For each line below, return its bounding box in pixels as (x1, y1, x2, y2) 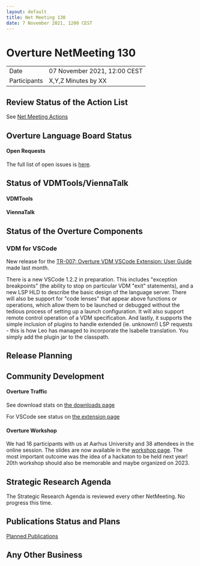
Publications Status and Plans (6, 517, 121, 527)
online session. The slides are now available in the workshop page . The (6, 446, 183, 454)
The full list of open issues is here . (6, 161, 91, 168)
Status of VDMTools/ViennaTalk (6, 178, 129, 188)
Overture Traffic (6, 388, 47, 395)
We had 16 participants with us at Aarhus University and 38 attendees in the (6, 440, 194, 448)
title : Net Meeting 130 (6, 14, 66, 20)
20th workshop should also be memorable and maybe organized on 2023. (6, 460, 190, 467)
